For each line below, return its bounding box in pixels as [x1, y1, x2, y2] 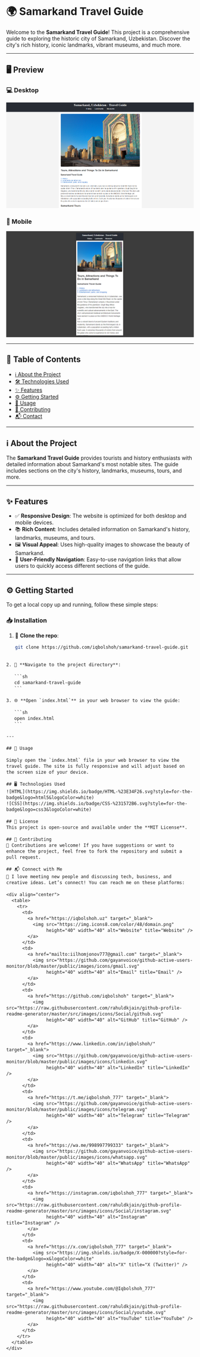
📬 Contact [14, 413, 43, 420]
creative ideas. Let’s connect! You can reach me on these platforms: [6, 880, 185, 886]
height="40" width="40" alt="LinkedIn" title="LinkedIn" [46, 1065, 190, 1071]
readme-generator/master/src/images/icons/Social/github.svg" [6, 1011, 164, 1017]
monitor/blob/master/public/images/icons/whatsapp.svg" [6, 1155, 148, 1161]
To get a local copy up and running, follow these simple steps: [6, 601, 158, 608]
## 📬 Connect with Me [6, 866, 62, 872]
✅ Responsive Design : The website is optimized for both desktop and [14, 512, 187, 519]
